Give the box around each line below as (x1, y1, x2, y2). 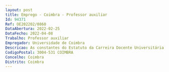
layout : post (5, 7, 33, 13)
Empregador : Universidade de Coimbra (5, 41, 85, 46)
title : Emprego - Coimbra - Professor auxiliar (5, 12, 108, 17)
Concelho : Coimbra (5, 54, 44, 60)
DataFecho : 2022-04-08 (5, 31, 53, 36)
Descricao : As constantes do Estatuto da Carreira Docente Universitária (5, 45, 164, 50)
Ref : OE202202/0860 (5, 21, 47, 27)
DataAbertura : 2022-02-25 (5, 26, 60, 31)
